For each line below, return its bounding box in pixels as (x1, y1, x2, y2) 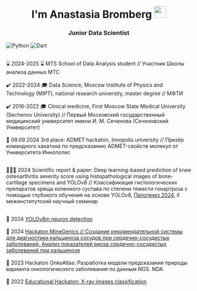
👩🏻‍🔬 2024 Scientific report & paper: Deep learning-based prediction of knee (6, 167, 191, 174)
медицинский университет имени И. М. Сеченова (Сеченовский (6, 118, 169, 125)
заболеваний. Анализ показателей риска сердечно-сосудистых (6, 240, 167, 247)
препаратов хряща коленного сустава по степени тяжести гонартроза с (6, 186, 188, 193)
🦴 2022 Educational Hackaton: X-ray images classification (6, 278, 147, 285)
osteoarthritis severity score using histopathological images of (6, 173, 158, 180)
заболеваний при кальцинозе (6, 247, 81, 254)
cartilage (6, 179, 28, 186)
